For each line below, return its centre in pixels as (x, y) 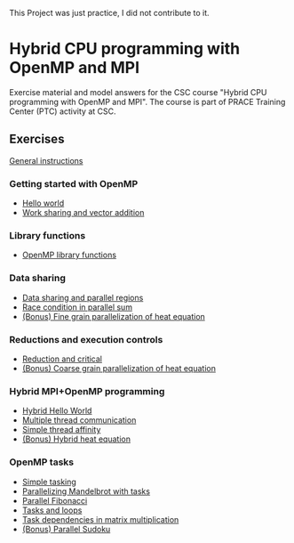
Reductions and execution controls (86, 339)
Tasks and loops (52, 510)
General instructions (46, 160)
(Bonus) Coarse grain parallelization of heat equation (119, 368)
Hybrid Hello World (57, 411)
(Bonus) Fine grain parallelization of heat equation (114, 316)
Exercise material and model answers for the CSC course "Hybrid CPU (138, 92)
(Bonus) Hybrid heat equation (76, 439)
